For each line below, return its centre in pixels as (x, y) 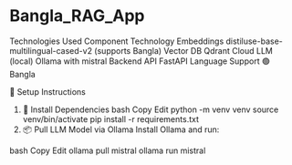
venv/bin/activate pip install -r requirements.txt (110, 119)
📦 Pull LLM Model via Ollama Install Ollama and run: (121, 129)
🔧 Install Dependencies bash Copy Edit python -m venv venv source (151, 109)
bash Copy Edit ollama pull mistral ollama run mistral (108, 150)
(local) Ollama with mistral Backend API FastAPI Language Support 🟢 (140, 61)
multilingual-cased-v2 (51, 50)
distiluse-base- (254, 41)
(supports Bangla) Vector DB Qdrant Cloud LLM (184, 50)
